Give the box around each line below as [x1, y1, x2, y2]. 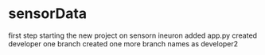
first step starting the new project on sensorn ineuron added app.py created [8, 31, 257, 40]
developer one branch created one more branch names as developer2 [8, 38, 239, 48]
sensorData [8, 5, 88, 23]
